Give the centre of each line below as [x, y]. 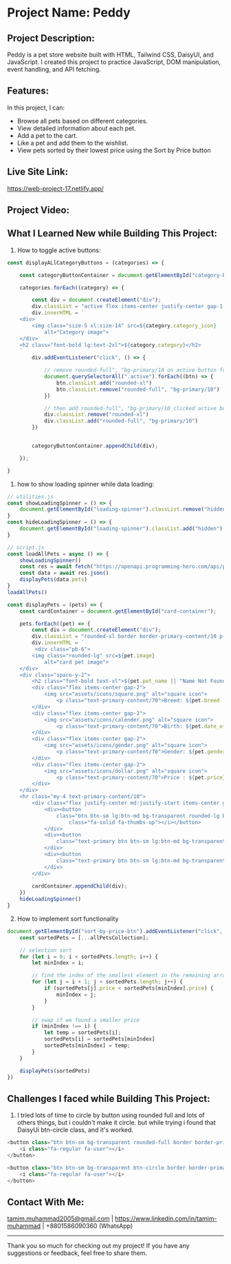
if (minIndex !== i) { [64, 1026]
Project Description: [51, 38]
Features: [28, 91]
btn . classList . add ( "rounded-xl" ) [104, 383]
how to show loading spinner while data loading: [86, 484]
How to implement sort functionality [68, 919]
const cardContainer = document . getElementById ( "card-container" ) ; [118, 611]
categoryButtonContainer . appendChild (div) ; [95, 446]
